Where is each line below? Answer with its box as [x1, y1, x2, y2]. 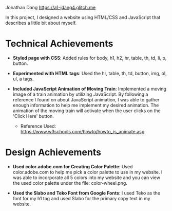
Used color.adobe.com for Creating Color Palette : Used [12, 163, 133, 169]
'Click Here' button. [12, 113, 54, 119]
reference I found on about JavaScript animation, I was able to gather [12, 96, 160, 102]
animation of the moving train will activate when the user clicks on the [12, 108, 161, 114]
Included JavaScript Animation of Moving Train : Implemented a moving [12, 85, 167, 92]
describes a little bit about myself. [5, 20, 77, 26]
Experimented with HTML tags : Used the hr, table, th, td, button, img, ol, [12, 70, 167, 76]
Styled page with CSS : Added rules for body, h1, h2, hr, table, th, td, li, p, [12, 55, 167, 61]
